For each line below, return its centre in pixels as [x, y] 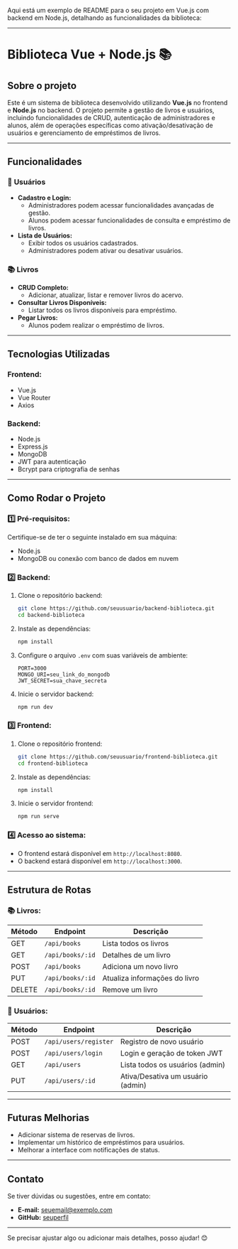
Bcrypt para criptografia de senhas [69, 469]
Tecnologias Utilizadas [59, 354]
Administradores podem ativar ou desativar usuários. [106, 250]
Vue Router [34, 397]
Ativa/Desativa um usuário [164, 1076]
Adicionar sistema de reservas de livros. [76, 1135]
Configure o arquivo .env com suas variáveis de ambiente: [103, 655]
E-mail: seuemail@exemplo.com [65, 1210]
